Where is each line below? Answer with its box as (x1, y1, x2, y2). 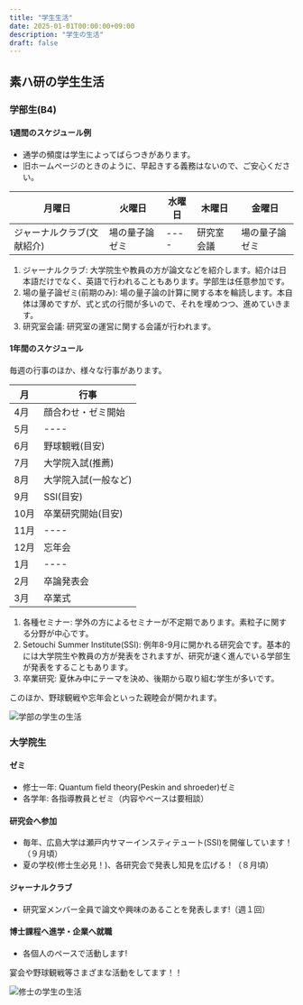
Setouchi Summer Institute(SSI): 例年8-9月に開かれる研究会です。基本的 (22, 639, 290, 650)
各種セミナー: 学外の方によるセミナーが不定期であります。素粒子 (22, 617, 263, 627)
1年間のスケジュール (9, 343, 84, 354)
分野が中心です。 (30, 627, 94, 638)
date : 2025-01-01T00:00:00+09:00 (9, 22, 135, 31)
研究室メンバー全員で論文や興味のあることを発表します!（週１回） (22, 903, 271, 915)
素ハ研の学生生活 (9, 74, 105, 89)
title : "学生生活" (9, 13, 74, 23)
